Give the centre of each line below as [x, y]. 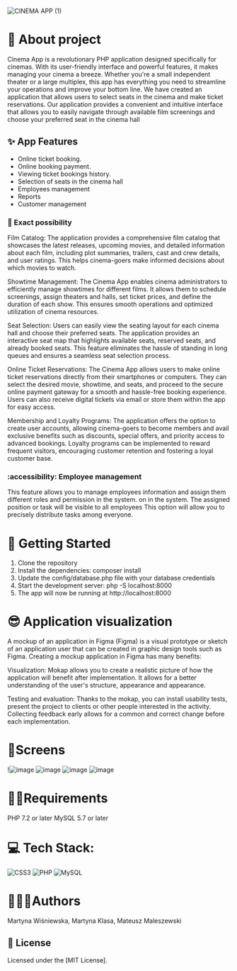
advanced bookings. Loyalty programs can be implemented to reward [109, 444]
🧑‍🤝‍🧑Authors [44, 901]
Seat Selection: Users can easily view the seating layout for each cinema [113, 325]
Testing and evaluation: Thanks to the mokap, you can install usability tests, [117, 699]
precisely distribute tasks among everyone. [70, 515]
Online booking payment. [54, 166]
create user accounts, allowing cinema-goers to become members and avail [118, 428]
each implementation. [39, 722]
